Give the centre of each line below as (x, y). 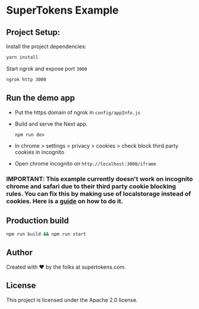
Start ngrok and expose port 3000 (47, 68)
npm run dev (29, 135)
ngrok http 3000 (26, 79)
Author (19, 253)
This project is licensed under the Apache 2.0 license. (72, 300)
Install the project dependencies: (46, 46)
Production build (38, 220)
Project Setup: (33, 32)
